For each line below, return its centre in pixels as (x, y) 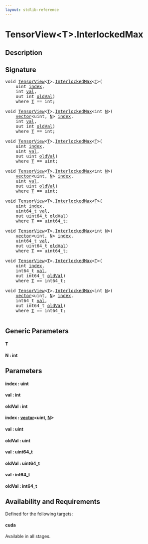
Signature (21, 69)
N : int (11, 355)
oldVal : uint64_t (22, 463)
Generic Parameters (37, 331)
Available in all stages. (28, 536)
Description (24, 53)
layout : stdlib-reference (32, 10)
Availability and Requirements (53, 502)
